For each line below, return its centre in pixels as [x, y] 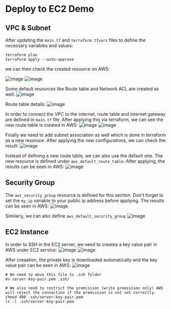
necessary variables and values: [39, 46]
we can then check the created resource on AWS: [57, 69]
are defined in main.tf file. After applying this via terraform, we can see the [84, 119]
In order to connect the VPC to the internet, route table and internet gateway [86, 114]
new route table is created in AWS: [42, 125]
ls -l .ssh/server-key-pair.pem [40, 301]
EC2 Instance [27, 232]
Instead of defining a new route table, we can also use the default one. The [84, 156]
